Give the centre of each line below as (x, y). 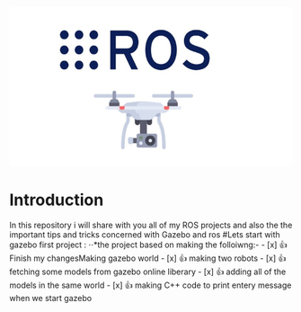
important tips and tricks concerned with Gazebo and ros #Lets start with (145, 234)
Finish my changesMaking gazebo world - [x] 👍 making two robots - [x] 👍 (148, 258)
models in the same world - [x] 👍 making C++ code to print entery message (150, 285)
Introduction (57, 200)
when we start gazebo (51, 298)
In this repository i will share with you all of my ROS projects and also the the (151, 225)
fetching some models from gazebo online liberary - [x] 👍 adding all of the (148, 272)
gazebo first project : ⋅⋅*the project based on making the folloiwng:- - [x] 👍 (148, 245)
